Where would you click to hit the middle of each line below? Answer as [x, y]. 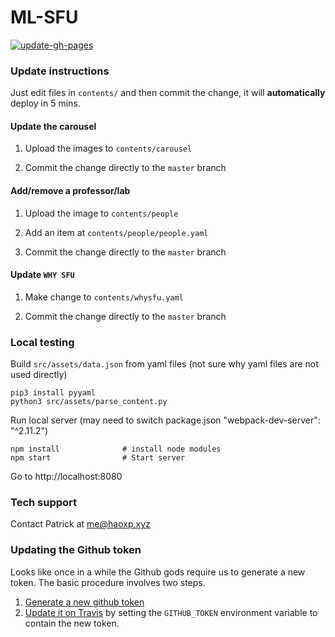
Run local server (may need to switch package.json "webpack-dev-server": [165, 420]
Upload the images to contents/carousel [108, 148]
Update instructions [60, 71]
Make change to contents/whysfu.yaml [104, 297]
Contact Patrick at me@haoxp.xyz [80, 524]
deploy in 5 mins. [45, 103]
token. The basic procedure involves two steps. [108, 582]
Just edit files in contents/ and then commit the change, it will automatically [168, 93]
